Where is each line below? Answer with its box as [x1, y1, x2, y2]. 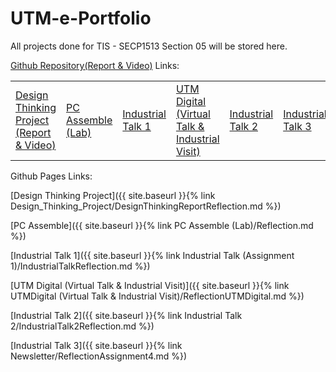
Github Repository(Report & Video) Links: [10, 59, 180, 71]
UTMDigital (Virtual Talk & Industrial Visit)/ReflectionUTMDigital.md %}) [10, 290, 305, 302]
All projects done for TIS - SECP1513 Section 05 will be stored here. [10, 40, 288, 52]
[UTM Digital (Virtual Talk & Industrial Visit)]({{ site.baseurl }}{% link [10, 279, 290, 291]
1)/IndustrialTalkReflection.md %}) [10, 260, 151, 272]
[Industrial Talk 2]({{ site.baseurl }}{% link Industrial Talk [10, 309, 243, 321]
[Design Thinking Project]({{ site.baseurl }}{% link [10, 189, 216, 201]
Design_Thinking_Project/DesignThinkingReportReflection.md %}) [10, 200, 282, 212]
